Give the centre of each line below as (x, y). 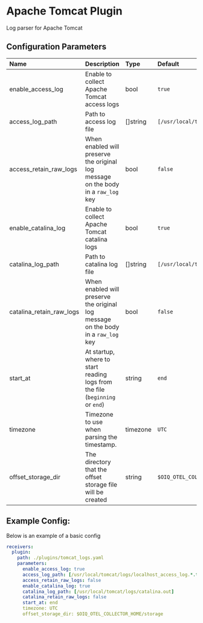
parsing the (101, 437)
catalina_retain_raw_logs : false (64, 597)
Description (102, 63)
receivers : (20, 547)
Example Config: (38, 521)
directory (98, 462)
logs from (99, 382)
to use (94, 422)
